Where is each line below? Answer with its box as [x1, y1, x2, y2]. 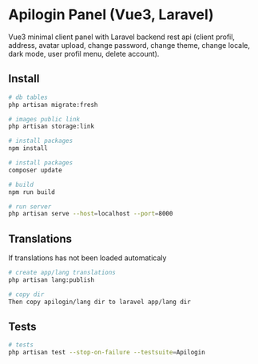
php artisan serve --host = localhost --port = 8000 [8, 210, 173, 218]
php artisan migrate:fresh [8, 101, 98, 109]
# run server [8, 202, 52, 211]
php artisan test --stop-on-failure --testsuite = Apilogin [8, 349, 205, 357]
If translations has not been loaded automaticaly [8, 253, 167, 263]
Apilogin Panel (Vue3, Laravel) [8, 6, 214, 24]
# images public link [8, 115, 81, 123]
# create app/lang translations [8, 269, 116, 277]
